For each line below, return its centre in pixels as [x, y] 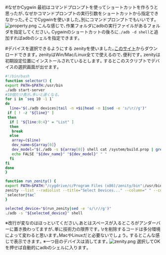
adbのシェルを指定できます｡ [51, 38]
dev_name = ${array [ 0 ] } [34, 145]
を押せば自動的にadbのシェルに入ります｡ [47, 248]
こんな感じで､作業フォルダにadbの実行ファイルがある [92, 26]
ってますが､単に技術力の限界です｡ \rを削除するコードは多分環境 [96, 229]
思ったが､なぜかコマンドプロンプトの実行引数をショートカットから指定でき [82, 13]
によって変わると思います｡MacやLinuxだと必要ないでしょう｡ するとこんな [80, 235]
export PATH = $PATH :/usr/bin [34, 85]
